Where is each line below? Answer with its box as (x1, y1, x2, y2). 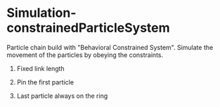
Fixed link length (16, 64, 65, 73)
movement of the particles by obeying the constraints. (6, 51, 164, 59)
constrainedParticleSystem (6, 20, 170, 36)
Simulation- (6, 5, 77, 21)
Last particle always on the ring (16, 92, 108, 100)
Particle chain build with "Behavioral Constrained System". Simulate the (6, 43, 214, 51)
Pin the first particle (16, 77, 75, 86)
